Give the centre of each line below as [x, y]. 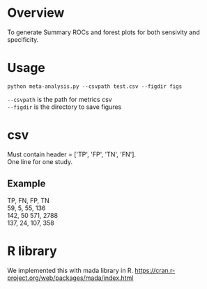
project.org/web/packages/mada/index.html [70, 278]
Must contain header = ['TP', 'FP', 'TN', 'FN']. [72, 154]
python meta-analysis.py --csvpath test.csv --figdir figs [95, 86]
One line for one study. [40, 161]
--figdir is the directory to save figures [64, 107]
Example [26, 184]
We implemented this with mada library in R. [70, 270]
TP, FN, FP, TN [29, 200]
